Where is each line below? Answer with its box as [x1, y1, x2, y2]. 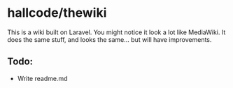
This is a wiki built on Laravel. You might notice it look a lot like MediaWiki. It [7, 28, 226, 36]
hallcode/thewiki [7, 5, 107, 21]
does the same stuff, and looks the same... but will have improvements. [7, 35, 212, 43]
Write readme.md [17, 74, 68, 82]
